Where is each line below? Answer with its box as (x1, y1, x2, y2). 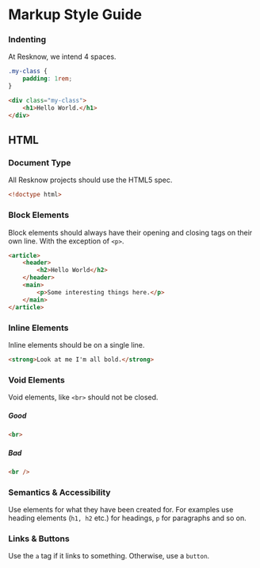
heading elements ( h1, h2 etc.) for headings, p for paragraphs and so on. (8, 513, 247, 523)
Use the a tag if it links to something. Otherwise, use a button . (8, 551, 210, 561)
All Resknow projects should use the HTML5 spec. (8, 175, 173, 185)
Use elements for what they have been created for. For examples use (8, 505, 234, 515)
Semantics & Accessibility (8, 487, 111, 498)
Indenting (8, 34, 46, 45)
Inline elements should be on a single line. (8, 340, 145, 349)
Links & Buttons (8, 533, 70, 544)
